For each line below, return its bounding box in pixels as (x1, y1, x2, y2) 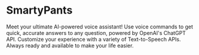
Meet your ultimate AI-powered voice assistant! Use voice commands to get (6, 23, 193, 30)
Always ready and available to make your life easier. (6, 42, 134, 49)
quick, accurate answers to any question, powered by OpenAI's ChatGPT (6, 29, 186, 36)
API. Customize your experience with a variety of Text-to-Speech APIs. (6, 35, 181, 43)
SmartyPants (6, 4, 73, 17)
